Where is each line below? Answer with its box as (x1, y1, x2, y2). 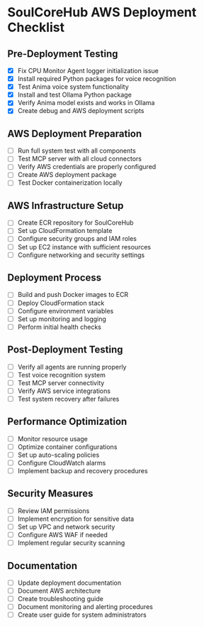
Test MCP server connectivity (17, 378, 105, 387)
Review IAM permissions (17, 506, 90, 515)
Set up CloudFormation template (17, 227, 113, 235)
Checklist (7, 19, 65, 36)
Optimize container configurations (17, 442, 118, 451)
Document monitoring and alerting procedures (17, 603, 154, 611)
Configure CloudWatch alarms (17, 458, 106, 467)
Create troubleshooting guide (17, 595, 104, 603)
